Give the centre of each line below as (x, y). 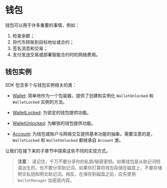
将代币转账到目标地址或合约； (43, 42)
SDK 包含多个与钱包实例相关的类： (41, 85)
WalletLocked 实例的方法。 (40, 102)
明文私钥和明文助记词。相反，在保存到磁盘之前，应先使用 (76, 174)
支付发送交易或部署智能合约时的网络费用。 (56, 54)
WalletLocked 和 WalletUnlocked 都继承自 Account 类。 (68, 140)
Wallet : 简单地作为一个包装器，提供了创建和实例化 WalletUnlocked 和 (83, 95)
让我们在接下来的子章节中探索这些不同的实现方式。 (58, 150)
